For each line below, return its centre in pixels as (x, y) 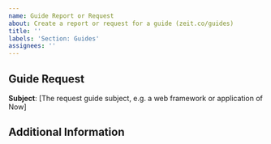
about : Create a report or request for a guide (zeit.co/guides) (121, 23)
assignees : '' (32, 46)
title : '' (25, 31)
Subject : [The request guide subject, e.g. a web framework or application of (136, 98)
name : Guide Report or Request (61, 16)
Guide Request (47, 79)
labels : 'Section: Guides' (54, 38)
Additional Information (67, 132)
